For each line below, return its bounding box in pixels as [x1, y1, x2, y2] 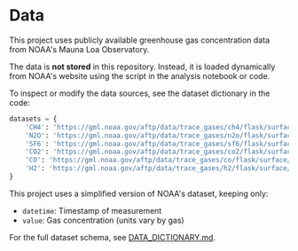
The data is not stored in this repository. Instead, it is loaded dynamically [9, 61, 276, 72]
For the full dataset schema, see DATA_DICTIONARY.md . [9, 231, 216, 242]
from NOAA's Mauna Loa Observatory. [9, 43, 150, 54]
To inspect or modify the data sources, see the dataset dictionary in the [9, 88, 271, 98]
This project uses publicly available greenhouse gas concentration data [9, 35, 271, 45]
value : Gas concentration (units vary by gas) [21, 215, 184, 225]
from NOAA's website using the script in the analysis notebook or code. [9, 70, 271, 81]
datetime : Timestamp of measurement [21, 205, 162, 216]
